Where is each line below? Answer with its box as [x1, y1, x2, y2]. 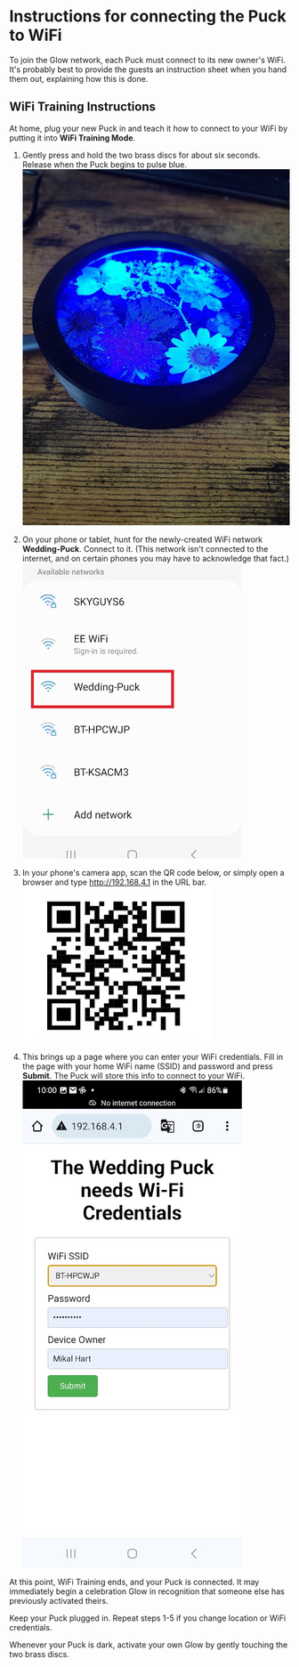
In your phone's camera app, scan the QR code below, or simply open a [21, 868, 285, 878]
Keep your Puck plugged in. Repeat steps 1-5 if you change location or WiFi [9, 1613, 287, 1623]
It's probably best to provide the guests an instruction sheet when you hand [9, 64, 287, 75]
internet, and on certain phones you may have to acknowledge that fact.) [21, 554, 289, 564]
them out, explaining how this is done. [9, 73, 149, 84]
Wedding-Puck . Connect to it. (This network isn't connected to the [21, 544, 269, 554]
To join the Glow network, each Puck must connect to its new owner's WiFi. [9, 54, 287, 65]
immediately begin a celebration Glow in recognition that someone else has [9, 1586, 285, 1597]
